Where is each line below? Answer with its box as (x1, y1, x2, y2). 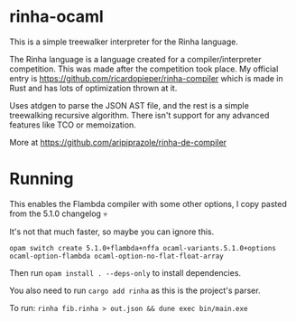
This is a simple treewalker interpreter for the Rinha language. (9, 36, 239, 47)
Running (9, 169, 74, 189)
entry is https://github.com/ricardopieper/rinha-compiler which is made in (9, 72, 284, 83)
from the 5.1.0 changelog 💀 (9, 208, 108, 219)
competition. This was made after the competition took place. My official (9, 63, 279, 74)
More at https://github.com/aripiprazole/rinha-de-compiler (9, 137, 227, 147)
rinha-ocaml (9, 6, 104, 27)
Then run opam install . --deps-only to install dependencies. (9, 267, 242, 278)
